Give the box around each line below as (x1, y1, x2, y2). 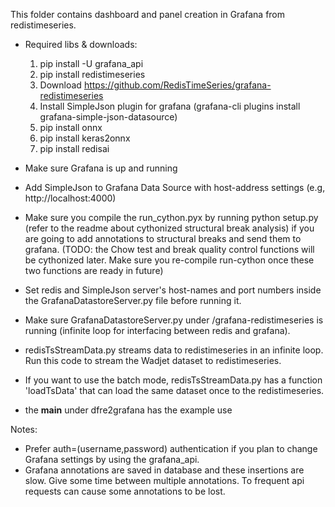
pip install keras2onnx (39, 132, 131, 144)
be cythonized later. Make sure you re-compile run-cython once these (24, 254, 315, 266)
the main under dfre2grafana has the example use (24, 404, 233, 416)
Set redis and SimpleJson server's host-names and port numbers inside (24, 284, 322, 296)
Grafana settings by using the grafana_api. (24, 454, 200, 465)
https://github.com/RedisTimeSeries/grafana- (83, 79, 272, 91)
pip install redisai (39, 143, 110, 154)
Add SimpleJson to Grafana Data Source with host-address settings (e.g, (24, 182, 326, 193)
